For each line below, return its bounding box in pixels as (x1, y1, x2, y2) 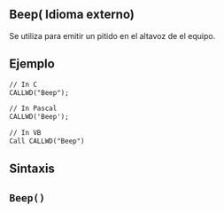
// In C (9, 80, 38, 89)
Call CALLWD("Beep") (9, 137, 86, 146)
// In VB (9, 129, 42, 138)
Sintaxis (9, 162, 56, 177)
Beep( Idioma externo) (9, 7, 135, 22)
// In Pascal (9, 104, 58, 114)
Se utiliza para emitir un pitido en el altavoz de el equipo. (9, 30, 216, 41)
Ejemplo (9, 57, 55, 72)
